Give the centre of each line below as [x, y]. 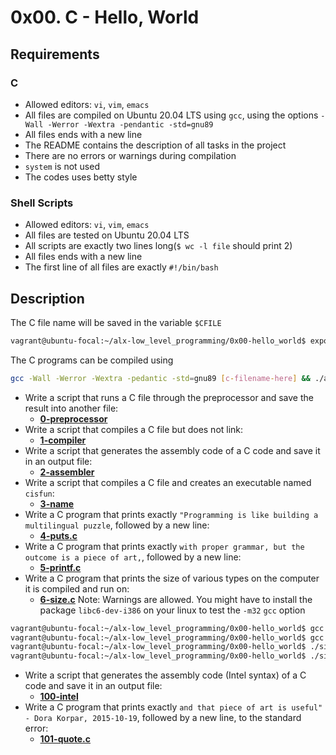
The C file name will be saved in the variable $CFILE [116, 322]
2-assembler [67, 472]
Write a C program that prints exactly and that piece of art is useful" [173, 707]
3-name [57, 503]
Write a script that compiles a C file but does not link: [134, 429]
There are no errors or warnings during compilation [130, 155]
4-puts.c [58, 535]
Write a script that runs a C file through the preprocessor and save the [169, 397]
